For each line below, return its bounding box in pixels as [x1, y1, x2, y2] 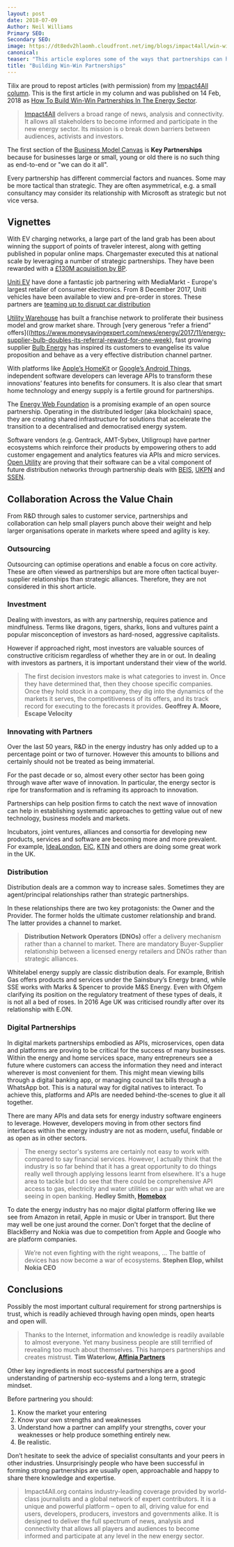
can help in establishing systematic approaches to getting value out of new [7, 807, 223, 815]
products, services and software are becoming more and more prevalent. [7, 835, 217, 843]
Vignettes [7, 216, 51, 228]
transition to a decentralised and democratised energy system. [7, 422, 187, 431]
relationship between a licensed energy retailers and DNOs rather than [24, 947, 227, 956]
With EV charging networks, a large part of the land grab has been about [7, 235, 216, 243]
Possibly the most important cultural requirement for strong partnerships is [7, 1302, 221, 1310]
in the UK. [7, 850, 36, 859]
